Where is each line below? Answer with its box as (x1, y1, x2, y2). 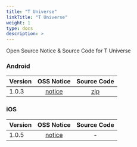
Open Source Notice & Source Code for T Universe (6, 47, 131, 54)
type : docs (6, 25, 33, 32)
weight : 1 (6, 20, 31, 26)
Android (6, 62, 30, 70)
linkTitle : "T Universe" (6, 14, 68, 20)
